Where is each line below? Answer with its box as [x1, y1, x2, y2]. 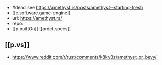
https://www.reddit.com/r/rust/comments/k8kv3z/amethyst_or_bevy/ [12, 54, 157, 60]
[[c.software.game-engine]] [12, 10, 71, 16]
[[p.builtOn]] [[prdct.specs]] [12, 26, 71, 32]
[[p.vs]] [5, 41, 30, 49]
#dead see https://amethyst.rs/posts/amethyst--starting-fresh [12, 5, 143, 10]
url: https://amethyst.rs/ [12, 15, 62, 21]
